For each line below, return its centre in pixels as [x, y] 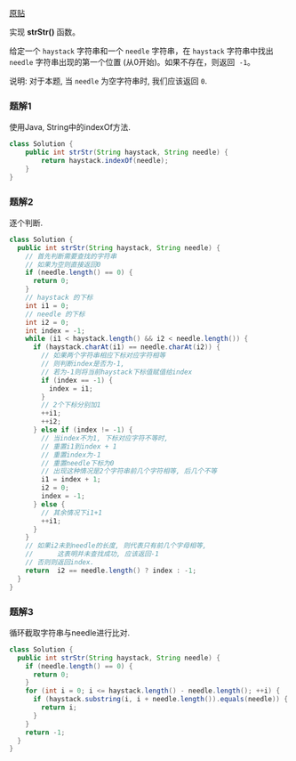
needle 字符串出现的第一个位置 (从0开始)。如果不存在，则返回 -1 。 [132, 62]
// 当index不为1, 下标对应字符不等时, [105, 438]
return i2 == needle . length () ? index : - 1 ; [111, 571]
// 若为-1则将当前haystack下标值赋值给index [117, 372]
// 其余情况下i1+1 [72, 513]
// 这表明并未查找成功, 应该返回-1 [92, 555]
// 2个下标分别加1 [71, 405]
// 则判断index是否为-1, [83, 364]
